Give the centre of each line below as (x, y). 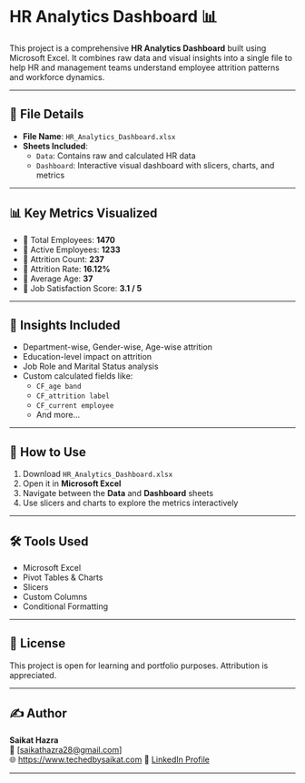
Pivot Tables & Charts (63, 577)
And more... (58, 415)
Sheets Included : (55, 146)
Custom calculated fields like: (78, 376)
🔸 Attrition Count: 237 (63, 259)
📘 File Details (47, 114)
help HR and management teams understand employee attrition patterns (144, 67)
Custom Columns (55, 597)
